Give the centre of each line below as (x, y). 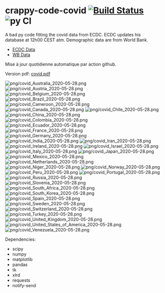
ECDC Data (24, 49)
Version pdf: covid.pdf (28, 73)
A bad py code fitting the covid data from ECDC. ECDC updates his (73, 34)
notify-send (24, 285)
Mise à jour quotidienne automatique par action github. (61, 64)
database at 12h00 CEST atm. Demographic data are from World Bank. (77, 40)
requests (21, 280)
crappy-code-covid (46, 11)
